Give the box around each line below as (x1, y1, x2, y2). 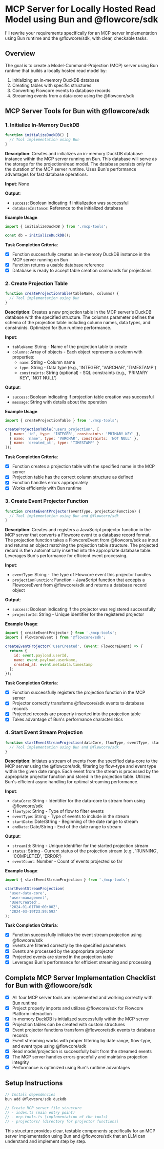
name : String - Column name (19, 359, 76, 365)
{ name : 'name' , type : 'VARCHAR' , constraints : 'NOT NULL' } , (9, 436, 139, 441)
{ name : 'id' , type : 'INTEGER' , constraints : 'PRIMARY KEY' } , (9, 431, 141, 436)
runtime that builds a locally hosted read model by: (5, 68, 107, 73)
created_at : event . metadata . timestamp (14, 662, 93, 667)
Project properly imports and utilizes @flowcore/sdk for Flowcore (12, 1005, 143, 1011)
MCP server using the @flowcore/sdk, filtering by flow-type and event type (5, 763, 157, 769)
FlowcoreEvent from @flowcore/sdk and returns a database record (12, 582, 147, 588)
